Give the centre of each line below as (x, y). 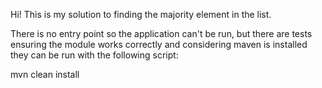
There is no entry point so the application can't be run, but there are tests (161, 33)
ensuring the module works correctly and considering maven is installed (159, 44)
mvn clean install (45, 74)
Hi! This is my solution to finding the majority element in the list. (141, 14)
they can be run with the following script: (94, 55)
